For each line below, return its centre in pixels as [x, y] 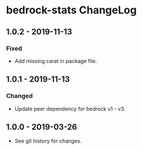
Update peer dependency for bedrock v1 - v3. [70, 109]
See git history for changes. [48, 141]
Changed [20, 96]
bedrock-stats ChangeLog [71, 10]
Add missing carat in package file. [56, 61]
